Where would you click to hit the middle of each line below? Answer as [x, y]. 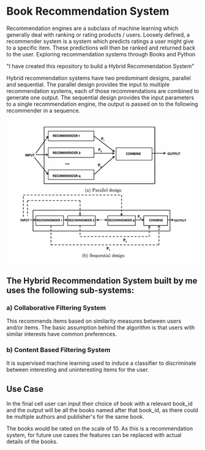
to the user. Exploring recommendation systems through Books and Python [101, 54]
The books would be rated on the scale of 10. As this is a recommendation [100, 429]
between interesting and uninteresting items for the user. [78, 370]
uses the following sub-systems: [70, 290]
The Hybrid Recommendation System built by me [102, 281]
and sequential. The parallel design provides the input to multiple [88, 84]
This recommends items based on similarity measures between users [94, 321]
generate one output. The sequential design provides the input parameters [100, 97]
